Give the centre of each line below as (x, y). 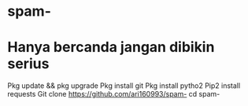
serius (28, 64)
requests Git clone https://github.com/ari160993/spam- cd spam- (114, 94)
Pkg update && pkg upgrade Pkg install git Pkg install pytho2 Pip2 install (124, 86)
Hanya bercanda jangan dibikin (111, 48)
